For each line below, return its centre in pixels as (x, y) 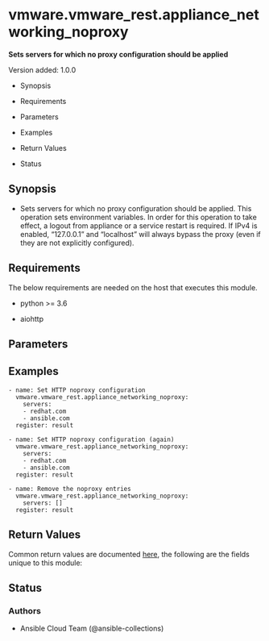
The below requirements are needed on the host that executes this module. (133, 287)
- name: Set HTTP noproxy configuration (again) (91, 439)
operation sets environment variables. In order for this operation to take (139, 217)
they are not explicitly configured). (77, 243)
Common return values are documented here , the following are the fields (129, 554)
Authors (25, 610)
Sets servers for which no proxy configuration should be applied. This (136, 208)
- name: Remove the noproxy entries (70, 489)
